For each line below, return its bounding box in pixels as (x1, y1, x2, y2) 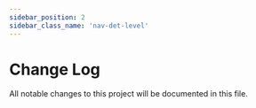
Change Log (9, 59, 100, 80)
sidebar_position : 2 (9, 12, 86, 22)
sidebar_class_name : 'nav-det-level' (9, 21, 149, 30)
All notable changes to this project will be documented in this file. (9, 89, 249, 99)
